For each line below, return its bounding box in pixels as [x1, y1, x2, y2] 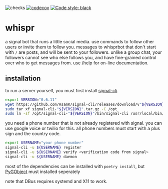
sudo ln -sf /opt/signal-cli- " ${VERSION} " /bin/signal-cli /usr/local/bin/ [5, 111, 164, 116]
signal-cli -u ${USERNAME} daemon [5, 154, 77, 159]
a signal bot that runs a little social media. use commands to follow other [5, 38, 154, 44]
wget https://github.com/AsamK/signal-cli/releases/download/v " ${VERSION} [5, 102, 164, 107]
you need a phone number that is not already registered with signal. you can [5, 120, 162, 126]
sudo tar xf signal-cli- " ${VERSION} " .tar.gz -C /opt [5, 106, 117, 112]
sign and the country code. [5, 131, 61, 137]
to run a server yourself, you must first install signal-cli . [5, 87, 119, 93]
